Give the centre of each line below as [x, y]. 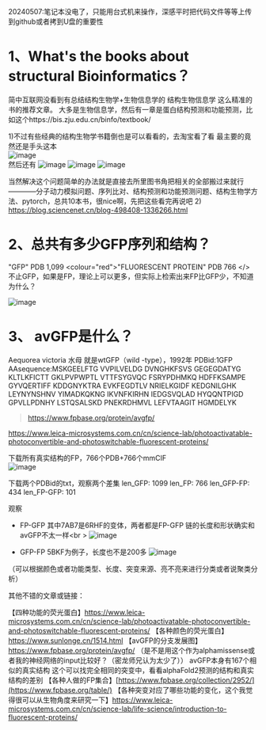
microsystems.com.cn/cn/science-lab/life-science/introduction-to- [118, 709]
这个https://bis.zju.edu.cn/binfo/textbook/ [83, 119]
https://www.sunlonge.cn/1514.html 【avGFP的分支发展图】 [105, 641]
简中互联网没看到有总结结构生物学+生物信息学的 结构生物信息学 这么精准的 [131, 99]
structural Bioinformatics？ [99, 76]
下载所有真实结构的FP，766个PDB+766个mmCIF [87, 458]
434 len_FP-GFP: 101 [42, 492]
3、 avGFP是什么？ [71, 337]
